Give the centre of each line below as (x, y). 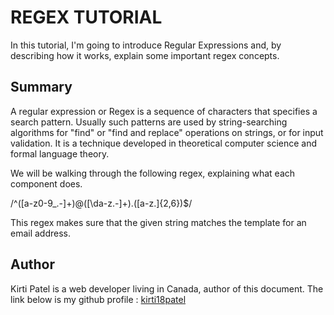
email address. (41, 233)
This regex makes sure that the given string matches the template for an (158, 222)
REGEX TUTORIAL (86, 17)
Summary (41, 87)
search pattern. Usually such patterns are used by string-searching (149, 122)
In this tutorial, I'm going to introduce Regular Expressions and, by (146, 45)
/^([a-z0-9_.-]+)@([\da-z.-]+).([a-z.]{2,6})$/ (101, 203)
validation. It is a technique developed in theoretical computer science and (164, 143)
